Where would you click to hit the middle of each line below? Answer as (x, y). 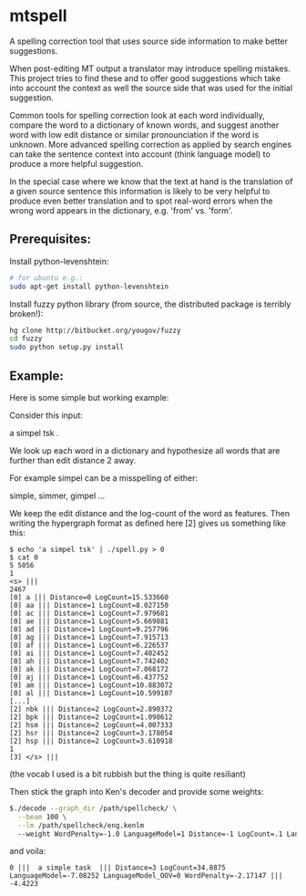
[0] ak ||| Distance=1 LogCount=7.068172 (89, 669)
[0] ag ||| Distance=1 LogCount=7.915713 (89, 637)
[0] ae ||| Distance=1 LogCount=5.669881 (89, 621)
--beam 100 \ (42, 817)
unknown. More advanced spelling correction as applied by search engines (151, 144)
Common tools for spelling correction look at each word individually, (138, 115)
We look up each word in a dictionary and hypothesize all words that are (145, 450)
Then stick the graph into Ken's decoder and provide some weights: (137, 791)
